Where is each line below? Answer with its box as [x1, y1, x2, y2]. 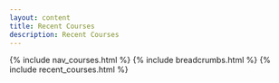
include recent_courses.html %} [9, 64, 129, 75]
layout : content [9, 13, 71, 23]
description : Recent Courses [9, 30, 120, 39]
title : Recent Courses [9, 22, 95, 31]
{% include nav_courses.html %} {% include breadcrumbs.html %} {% [9, 55, 272, 66]
